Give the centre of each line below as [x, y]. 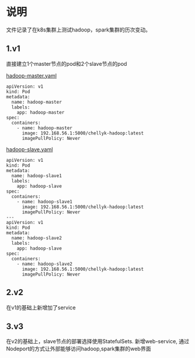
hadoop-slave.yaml [30, 149]
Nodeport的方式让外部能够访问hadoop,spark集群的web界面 [79, 349]
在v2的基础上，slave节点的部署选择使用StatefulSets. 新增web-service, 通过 [98, 341]
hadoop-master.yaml [32, 75]
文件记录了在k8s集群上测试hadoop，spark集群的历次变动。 [78, 30]
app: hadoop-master [41, 112]
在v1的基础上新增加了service [41, 307]
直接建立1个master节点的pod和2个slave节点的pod [66, 63]
